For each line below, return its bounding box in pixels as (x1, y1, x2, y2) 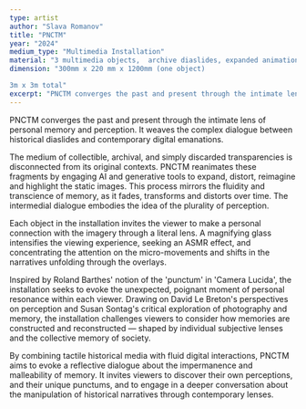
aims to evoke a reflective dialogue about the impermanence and (9, 360, 253, 371)
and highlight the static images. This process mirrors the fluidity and (9, 180, 266, 192)
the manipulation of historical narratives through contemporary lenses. (9, 389, 274, 400)
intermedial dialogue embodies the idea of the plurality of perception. (9, 200, 270, 211)
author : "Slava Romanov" (9, 22, 104, 31)
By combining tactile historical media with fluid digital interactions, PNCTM (9, 350, 290, 361)
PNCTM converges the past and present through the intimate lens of (9, 114, 267, 125)
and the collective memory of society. (9, 332, 151, 343)
